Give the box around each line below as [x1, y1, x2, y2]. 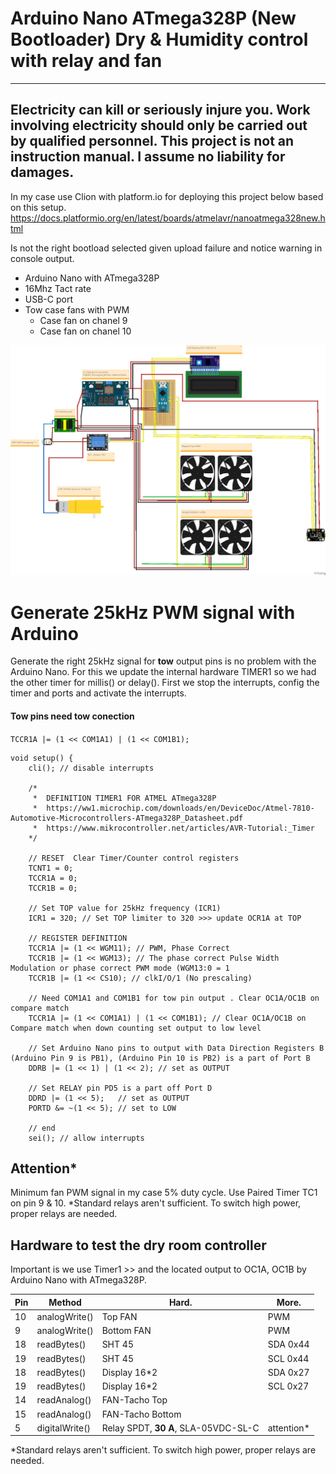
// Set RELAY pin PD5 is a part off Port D [28, 1083, 213, 1093]
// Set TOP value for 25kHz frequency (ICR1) [28, 903, 222, 913]
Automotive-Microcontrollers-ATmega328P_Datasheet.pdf [10, 813, 244, 823]
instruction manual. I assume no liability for [10, 148, 286, 166]
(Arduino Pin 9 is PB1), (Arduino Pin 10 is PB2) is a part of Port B [10, 1053, 311, 1063]
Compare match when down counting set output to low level [10, 1023, 262, 1033]
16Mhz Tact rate [24, 282, 92, 294]
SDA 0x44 [267, 1338, 310, 1351]
